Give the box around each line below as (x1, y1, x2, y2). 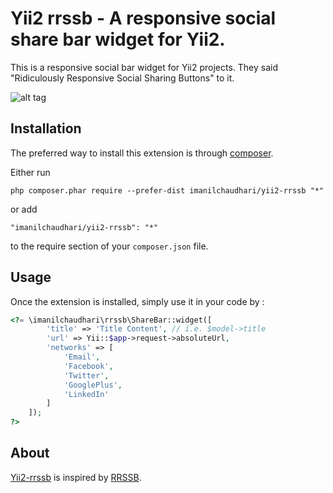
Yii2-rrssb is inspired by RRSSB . (10, 471, 142, 483)
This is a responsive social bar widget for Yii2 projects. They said (10, 61, 278, 73)
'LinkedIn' (63, 389, 110, 399)
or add (10, 203, 38, 215)
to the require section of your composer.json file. (10, 240, 209, 252)
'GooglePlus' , (63, 380, 123, 390)
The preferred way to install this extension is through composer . (10, 147, 274, 159)
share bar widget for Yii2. (10, 28, 226, 51)
